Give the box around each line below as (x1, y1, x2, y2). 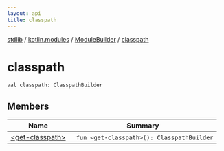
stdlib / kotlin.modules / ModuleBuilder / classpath (7, 35, 149, 43)
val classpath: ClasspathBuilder (7, 82, 103, 89)
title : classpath (7, 16, 57, 23)
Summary (126, 121, 159, 130)
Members (7, 100, 49, 112)
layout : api (7, 10, 41, 17)
